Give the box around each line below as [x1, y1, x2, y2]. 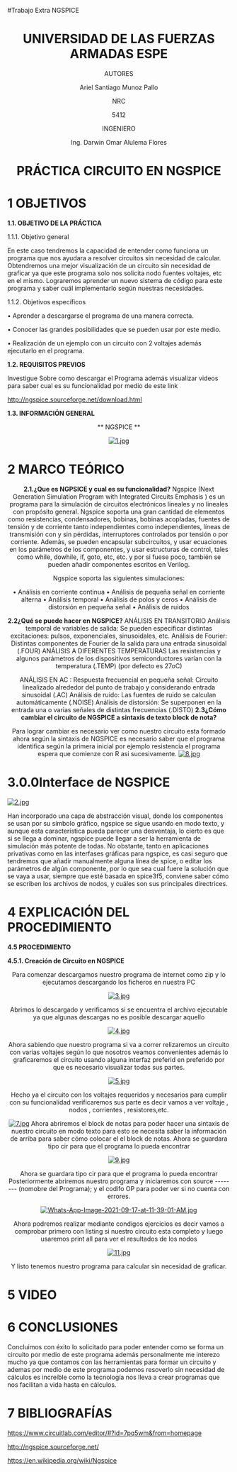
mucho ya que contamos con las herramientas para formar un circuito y [7, 1358, 216, 1366]
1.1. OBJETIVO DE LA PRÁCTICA [7, 219, 102, 228]
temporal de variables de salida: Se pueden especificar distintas [25, 624, 212, 632]
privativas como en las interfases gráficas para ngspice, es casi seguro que [7, 849, 228, 858]
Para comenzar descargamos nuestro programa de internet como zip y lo [11, 970, 226, 978]
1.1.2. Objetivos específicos [7, 298, 86, 306]
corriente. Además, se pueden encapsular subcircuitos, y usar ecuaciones [10, 538, 228, 546]
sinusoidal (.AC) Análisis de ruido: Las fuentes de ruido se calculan [21, 691, 216, 699]
